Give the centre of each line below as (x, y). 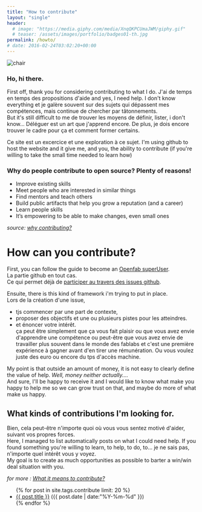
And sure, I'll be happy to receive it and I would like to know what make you (101, 382)
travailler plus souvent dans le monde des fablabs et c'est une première (105, 344)
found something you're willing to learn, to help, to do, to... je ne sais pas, (98, 447)
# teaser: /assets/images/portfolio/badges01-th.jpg (80, 35)
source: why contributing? (39, 228)
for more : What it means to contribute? (56, 479)
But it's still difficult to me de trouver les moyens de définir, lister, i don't (96, 118)
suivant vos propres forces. (41, 434)
